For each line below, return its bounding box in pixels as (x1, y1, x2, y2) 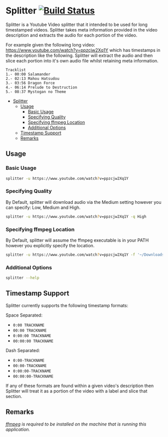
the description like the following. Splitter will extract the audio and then (5, 52, 153, 58)
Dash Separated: (5, 347, 40, 353)
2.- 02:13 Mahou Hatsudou (5, 76, 59, 81)
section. (5, 393, 22, 399)
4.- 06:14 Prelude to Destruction (5, 85, 78, 90)
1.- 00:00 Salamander (5, 71, 51, 77)
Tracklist (5, 67, 26, 72)
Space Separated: (5, 312, 43, 318)
